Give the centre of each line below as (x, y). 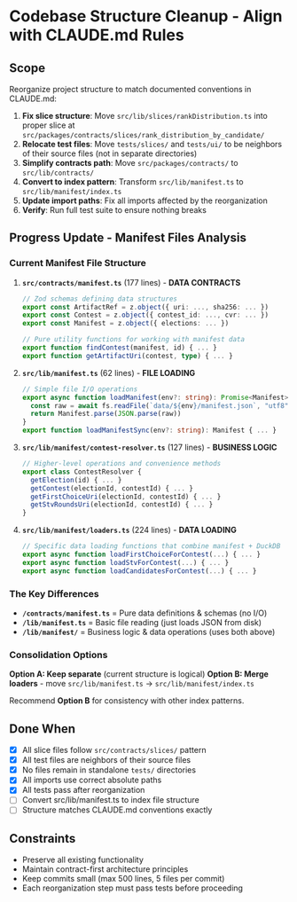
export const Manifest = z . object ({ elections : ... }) (125, 324)
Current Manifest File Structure (78, 263)
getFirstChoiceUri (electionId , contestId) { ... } (126, 497)
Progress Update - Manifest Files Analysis (128, 238)
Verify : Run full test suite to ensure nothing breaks (114, 210)
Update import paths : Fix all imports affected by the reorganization (145, 200)
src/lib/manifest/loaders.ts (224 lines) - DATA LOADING (129, 530)
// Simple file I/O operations (80, 389)
